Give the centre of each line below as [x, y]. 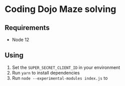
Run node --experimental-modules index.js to [60, 78]
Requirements [27, 28]
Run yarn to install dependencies [46, 72]
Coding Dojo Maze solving [60, 9]
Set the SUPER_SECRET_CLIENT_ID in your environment [66, 67]
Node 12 [21, 39]
